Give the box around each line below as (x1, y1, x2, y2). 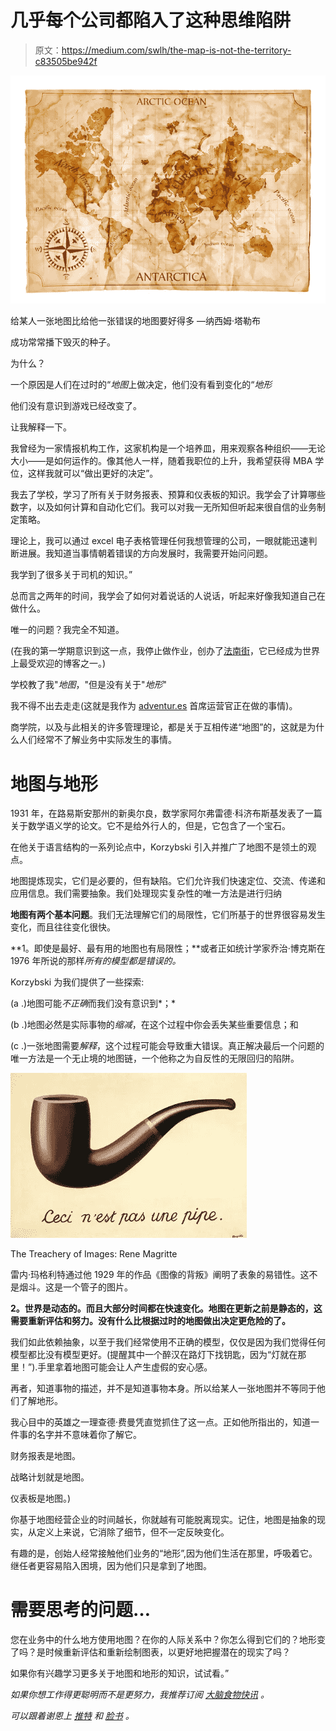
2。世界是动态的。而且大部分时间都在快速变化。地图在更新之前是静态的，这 (10, 1302, 323, 1315)
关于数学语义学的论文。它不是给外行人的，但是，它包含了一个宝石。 (10, 820, 291, 832)
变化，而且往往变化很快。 (10, 921, 116, 933)
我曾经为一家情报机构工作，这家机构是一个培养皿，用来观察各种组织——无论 (10, 442, 326, 455)
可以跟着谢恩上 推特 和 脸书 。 (10, 1710, 135, 1722)
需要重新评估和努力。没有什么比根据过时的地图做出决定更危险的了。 (10, 1315, 291, 1327)
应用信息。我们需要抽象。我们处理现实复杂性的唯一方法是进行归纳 (10, 887, 282, 900)
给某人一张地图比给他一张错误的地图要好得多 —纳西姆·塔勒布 (10, 315, 261, 327)
